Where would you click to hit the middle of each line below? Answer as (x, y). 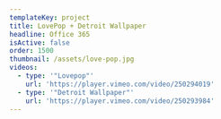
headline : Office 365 (50, 34)
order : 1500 (31, 51)
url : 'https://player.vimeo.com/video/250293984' (120, 101)
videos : (24, 68)
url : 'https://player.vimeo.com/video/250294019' (120, 84)
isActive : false (40, 42)
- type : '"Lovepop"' (56, 76)
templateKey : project (50, 17)
